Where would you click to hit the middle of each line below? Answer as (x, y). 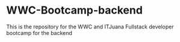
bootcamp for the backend (39, 33)
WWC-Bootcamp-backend (75, 10)
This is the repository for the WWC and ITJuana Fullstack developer (90, 27)
